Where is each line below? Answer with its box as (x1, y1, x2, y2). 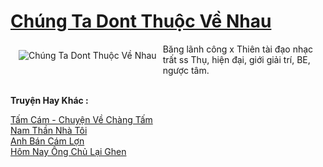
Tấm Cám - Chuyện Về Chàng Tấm (10, 113, 153, 125)
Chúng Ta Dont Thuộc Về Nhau (10, 10, 272, 33)
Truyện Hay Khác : (10, 94, 89, 106)
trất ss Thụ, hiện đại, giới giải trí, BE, (162, 53, 311, 65)
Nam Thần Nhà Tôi (10, 124, 88, 136)
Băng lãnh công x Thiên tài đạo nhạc (162, 43, 314, 55)
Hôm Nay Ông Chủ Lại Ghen (10, 145, 127, 157)
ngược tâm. (162, 64, 210, 76)
